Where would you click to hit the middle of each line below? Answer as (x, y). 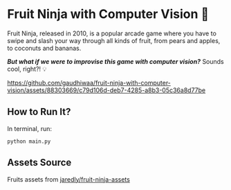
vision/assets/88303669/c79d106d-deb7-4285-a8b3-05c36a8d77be (107, 90)
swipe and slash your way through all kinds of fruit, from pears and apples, (114, 40)
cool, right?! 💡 (27, 69)
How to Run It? (39, 112)
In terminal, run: (30, 128)
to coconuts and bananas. (44, 48)
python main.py (29, 141)
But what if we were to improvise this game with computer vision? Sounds (116, 61)
